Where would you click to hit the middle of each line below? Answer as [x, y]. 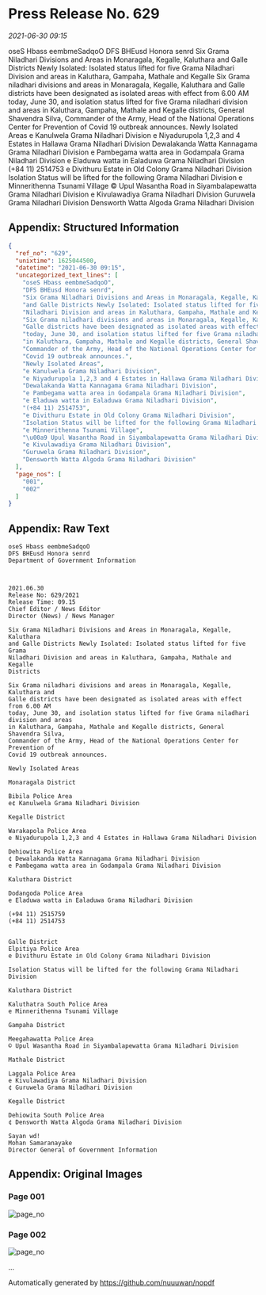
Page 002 [27, 1235]
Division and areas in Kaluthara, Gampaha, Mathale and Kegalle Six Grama [129, 76]
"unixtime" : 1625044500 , [56, 261]
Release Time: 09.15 [42, 602]
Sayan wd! [25, 1136]
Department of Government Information [72, 561]
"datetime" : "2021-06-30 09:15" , [70, 268]
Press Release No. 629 [84, 14]
